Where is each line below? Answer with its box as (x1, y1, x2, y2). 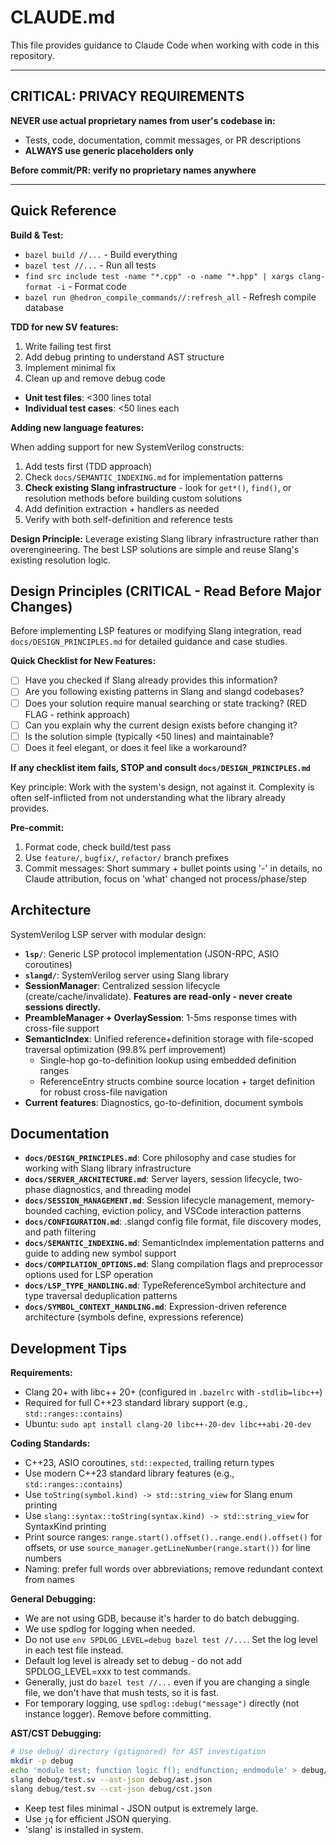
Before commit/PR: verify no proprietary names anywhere (10, 164, 257, 176)
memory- (276, 1194, 315, 1206)
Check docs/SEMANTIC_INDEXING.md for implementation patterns (24, 471, 283, 483)
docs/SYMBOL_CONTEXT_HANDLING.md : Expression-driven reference (24, 1301, 287, 1313)
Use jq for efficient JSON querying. (24, 1812, 172, 1825)
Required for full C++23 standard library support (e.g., (24, 1397, 248, 1409)
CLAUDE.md (10, 6, 116, 29)
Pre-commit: (10, 821, 65, 833)
